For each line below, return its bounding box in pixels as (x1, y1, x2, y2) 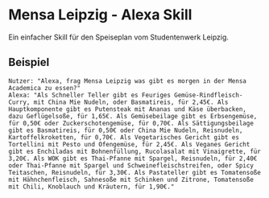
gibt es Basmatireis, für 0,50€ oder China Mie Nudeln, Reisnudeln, (8, 126, 243, 134)
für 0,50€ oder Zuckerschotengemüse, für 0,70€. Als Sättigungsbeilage (8, 119, 254, 127)
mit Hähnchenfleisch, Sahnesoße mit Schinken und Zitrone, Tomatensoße (8, 175, 254, 184)
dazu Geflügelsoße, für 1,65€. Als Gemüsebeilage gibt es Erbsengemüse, (8, 112, 258, 120)
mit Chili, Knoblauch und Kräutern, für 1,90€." (8, 183, 175, 191)
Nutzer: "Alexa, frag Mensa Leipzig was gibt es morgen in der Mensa (8, 76, 247, 85)
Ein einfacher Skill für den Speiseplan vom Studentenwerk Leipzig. (8, 32, 230, 42)
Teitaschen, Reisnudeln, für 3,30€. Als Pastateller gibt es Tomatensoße (8, 168, 262, 176)
